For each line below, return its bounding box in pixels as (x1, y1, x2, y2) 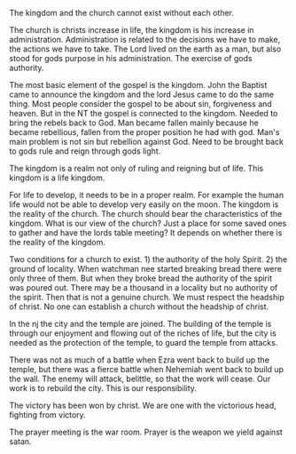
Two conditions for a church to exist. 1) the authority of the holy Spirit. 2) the (9, 254, 288, 265)
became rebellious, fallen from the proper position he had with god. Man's (9, 127, 280, 137)
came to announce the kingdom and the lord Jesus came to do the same (9, 89, 275, 100)
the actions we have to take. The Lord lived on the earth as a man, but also (9, 44, 282, 54)
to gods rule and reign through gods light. (9, 146, 161, 156)
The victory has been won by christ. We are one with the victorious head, (9, 400, 277, 410)
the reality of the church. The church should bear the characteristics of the (9, 209, 283, 219)
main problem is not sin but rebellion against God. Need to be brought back (9, 137, 284, 147)
